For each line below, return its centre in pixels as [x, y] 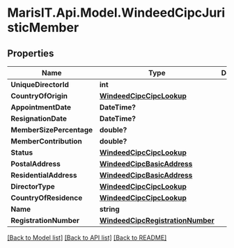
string [110, 209]
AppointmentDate [41, 107]
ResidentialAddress [44, 175]
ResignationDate [39, 118]
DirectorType [33, 186]
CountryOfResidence [47, 198]
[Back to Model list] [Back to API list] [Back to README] [87, 238]
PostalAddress [36, 164]
